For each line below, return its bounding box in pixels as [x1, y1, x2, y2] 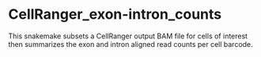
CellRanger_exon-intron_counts [8, 5, 222, 23]
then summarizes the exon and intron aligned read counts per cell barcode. [8, 39, 253, 48]
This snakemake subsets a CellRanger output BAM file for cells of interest [8, 31, 248, 41]
